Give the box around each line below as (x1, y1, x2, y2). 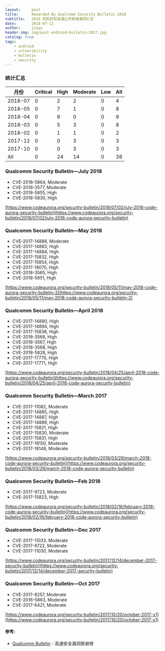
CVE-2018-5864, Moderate (12, 179, 67, 185)
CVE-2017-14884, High (12, 249, 59, 255)
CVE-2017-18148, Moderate (12, 445, 68, 451)
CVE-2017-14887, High (12, 414, 58, 420)
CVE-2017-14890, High (12, 318, 59, 324)
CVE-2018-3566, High (12, 334, 57, 340)
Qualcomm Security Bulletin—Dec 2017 (5, 526, 101, 533)
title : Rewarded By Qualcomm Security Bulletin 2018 (5, 12, 126, 17)
